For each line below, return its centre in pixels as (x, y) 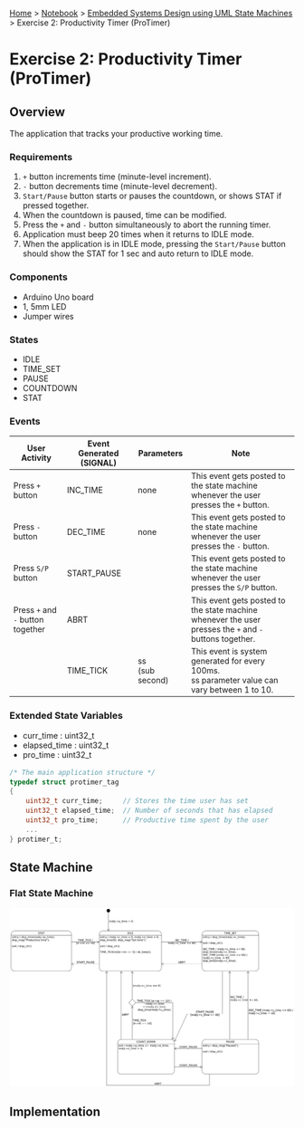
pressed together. (56, 206)
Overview (38, 112)
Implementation (55, 1112)
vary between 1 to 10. (233, 689)
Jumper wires (48, 316)
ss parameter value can (235, 680)
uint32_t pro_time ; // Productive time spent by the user (147, 820)
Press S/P (31, 569)
